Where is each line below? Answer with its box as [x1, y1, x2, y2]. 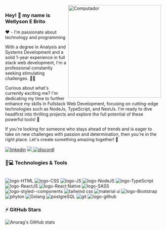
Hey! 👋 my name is [5, 12, 50, 19]
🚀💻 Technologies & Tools [5, 159, 68, 166]
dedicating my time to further [5, 96, 65, 102]
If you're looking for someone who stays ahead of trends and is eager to [5, 126, 152, 132]
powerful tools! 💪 [5, 116, 40, 122]
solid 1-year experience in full [5, 54, 65, 61]
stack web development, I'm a [5, 60, 67, 66]
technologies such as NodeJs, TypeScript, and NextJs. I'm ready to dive [5, 106, 152, 112]
